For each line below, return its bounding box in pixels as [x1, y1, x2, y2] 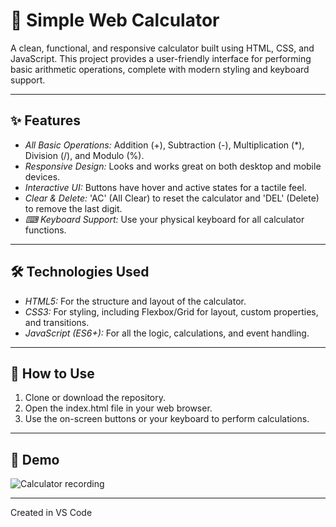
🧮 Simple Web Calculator [10, 9, 220, 32]
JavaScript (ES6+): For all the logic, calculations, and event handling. [24, 327, 310, 339]
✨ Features [10, 112, 81, 129]
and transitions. [24, 316, 90, 328]
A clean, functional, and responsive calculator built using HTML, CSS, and [10, 42, 315, 54]
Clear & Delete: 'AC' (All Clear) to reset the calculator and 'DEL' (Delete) [24, 192, 320, 204]
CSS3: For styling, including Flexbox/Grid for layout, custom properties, [24, 305, 319, 318]
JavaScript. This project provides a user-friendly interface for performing [10, 52, 312, 64]
